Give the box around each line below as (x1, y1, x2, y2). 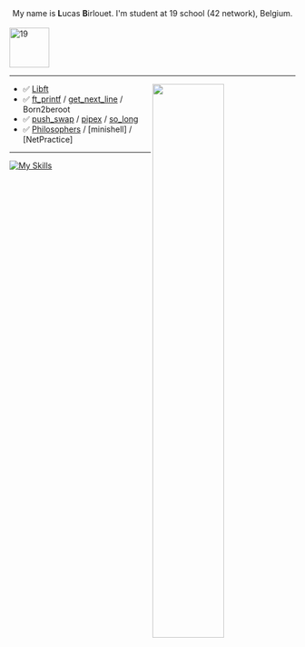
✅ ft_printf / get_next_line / (22, 94, 123, 105)
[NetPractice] (22, 134, 74, 144)
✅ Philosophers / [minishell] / (22, 124, 133, 134)
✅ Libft (22, 84, 49, 94)
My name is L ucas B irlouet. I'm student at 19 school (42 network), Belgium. (12, 8, 293, 18)
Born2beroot (22, 104, 71, 114)
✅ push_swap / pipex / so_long (22, 114, 139, 124)
